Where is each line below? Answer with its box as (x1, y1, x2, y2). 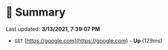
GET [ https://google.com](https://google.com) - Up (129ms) (14, 37, 163, 44)
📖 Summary (5, 5, 66, 19)
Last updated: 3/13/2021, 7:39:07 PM (5, 25, 100, 33)
